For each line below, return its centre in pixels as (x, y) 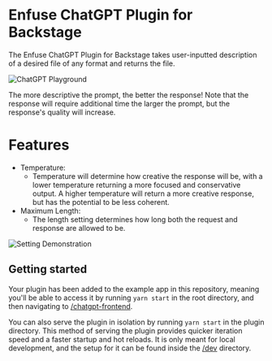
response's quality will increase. (62, 112)
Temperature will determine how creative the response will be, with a (147, 176)
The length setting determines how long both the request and (135, 219)
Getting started (48, 270)
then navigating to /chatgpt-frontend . (71, 306)
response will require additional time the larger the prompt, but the (119, 103)
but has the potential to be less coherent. (101, 202)
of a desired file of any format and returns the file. (92, 63)
